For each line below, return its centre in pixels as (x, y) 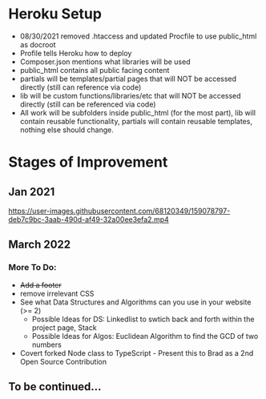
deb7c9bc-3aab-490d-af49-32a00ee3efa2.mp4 (89, 219)
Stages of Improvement (88, 162)
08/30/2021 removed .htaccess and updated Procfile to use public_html (138, 36)
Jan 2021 (32, 192)
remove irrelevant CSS (57, 293)
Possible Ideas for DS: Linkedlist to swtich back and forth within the (143, 319)
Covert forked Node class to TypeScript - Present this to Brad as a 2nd (137, 353)
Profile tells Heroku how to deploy (76, 53)
